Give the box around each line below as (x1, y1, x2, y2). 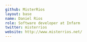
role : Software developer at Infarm (5, 20, 80, 26)
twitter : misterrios (5, 25, 48, 30)
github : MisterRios (5, 7, 45, 12)
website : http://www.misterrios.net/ (5, 29, 83, 34)
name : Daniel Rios (5, 16, 43, 21)
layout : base (5, 12, 32, 16)
